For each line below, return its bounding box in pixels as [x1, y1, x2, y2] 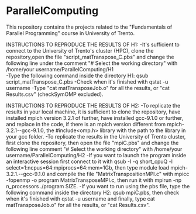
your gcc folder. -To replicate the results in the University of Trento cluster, [6, 133, 186, 140]
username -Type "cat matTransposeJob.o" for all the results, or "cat [6, 84, 170, 91]
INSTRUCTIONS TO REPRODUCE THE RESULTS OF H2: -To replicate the [6, 102, 181, 109]
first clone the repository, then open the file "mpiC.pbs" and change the [6, 139, 179, 146]
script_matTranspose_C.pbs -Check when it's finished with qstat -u [6, 78, 169, 85]
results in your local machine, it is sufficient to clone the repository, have [6, 108, 181, 115]
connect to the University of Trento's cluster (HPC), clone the [6, 47, 154, 54]
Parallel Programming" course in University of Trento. [6, 29, 135, 36]
